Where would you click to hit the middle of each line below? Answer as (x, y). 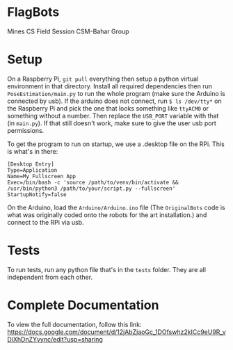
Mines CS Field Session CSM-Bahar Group (68, 31)
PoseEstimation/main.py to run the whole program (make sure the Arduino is (116, 93)
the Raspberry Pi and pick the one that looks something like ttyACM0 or (108, 108)
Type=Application (32, 170)
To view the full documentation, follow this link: (74, 324)
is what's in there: (33, 151)
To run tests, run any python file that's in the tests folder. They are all (107, 269)
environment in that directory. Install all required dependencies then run (110, 86)
